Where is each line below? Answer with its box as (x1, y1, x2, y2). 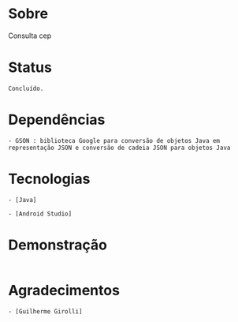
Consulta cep (8, 31, 52, 40)
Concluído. (8, 84, 44, 92)
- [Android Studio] (8, 210, 73, 218)
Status (8, 58, 53, 77)
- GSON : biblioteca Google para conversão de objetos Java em (8, 137, 221, 144)
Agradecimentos (8, 281, 121, 299)
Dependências (8, 111, 106, 129)
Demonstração (8, 236, 108, 253)
